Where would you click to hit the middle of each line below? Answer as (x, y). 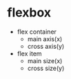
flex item (30, 54)
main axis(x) (45, 38)
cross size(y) (46, 68)
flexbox (29, 13)
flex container (37, 32)
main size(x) (45, 60)
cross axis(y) (46, 46)
